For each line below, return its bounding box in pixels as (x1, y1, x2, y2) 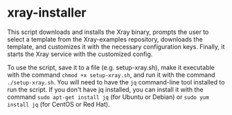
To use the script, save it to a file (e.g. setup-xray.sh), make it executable (7, 63, 215, 71)
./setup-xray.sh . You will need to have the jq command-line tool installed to (7, 78, 225, 86)
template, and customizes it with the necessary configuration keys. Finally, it (7, 42, 225, 51)
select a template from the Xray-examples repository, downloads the (7, 35, 203, 43)
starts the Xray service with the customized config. (7, 50, 153, 58)
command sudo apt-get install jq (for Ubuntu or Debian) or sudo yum (7, 92, 209, 101)
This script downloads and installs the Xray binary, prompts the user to (7, 28, 209, 36)
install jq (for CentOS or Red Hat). (7, 100, 110, 108)
